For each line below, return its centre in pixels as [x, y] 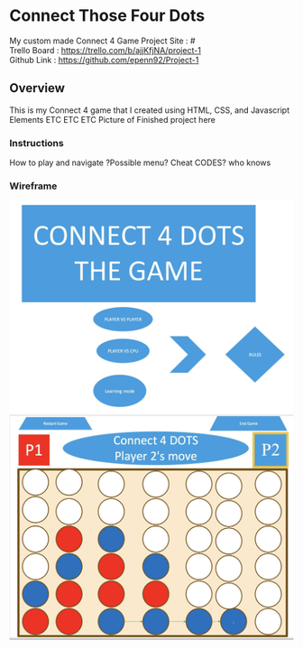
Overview [37, 88]
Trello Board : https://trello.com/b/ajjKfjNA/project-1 [105, 50]
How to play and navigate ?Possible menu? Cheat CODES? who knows [140, 162]
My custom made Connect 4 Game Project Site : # [102, 41]
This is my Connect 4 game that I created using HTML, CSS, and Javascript [150, 110]
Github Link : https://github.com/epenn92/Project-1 [104, 60]
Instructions [37, 143]
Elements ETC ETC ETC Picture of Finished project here [113, 119]
